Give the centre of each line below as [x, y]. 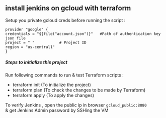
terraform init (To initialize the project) [52, 84]
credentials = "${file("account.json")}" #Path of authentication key [83, 34]
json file [16, 38]
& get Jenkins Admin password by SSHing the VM [57, 110]
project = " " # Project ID [46, 42]
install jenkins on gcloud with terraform [68, 8]
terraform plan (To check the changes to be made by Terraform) [79, 90]
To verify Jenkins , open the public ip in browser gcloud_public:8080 [76, 105]
